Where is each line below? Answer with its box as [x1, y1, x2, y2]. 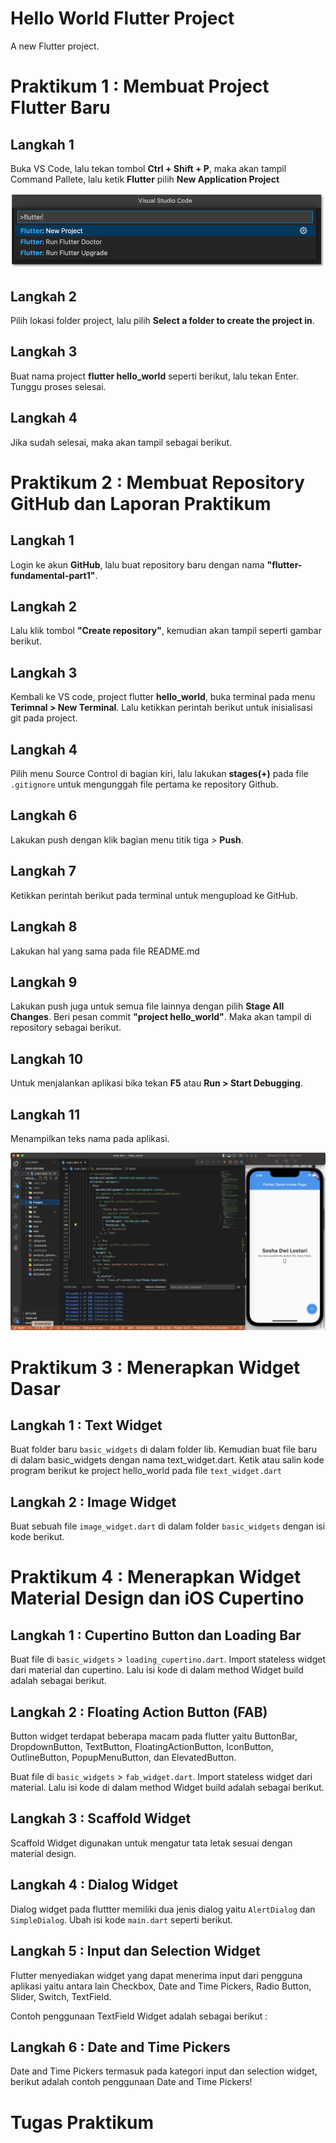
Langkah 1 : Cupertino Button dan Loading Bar [10, 1627, 302, 1644]
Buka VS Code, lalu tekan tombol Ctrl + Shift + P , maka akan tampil [10, 162, 287, 174]
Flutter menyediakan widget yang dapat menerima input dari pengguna [10, 1969, 303, 1981]
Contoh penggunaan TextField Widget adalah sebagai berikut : [10, 2010, 268, 2022]
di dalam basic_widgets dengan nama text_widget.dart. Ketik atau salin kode [10, 1454, 325, 1466]
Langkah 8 [10, 918, 78, 936]
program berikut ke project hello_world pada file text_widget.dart [10, 1465, 283, 1477]
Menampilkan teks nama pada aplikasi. [10, 1132, 170, 1144]
